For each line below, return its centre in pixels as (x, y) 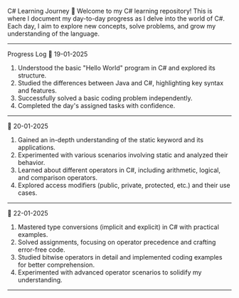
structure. (32, 75)
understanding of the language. (53, 33)
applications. (36, 147)
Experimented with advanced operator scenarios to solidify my (110, 272)
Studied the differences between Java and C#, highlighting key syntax (121, 83)
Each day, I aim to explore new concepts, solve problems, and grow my (112, 26)
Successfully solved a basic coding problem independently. (105, 98)
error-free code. (41, 250)
